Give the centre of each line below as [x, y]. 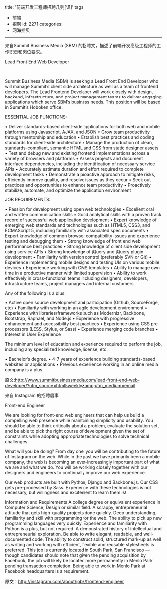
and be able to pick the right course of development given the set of [75, 431]
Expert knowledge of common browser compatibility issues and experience [83, 236]
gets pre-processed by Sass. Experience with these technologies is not [78, 487]
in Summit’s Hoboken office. [34, 107]
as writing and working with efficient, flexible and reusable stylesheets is [80, 544]
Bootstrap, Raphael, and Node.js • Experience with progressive [70, 318]
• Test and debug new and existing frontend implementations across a [77, 153]
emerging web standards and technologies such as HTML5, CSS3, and [78, 225]
